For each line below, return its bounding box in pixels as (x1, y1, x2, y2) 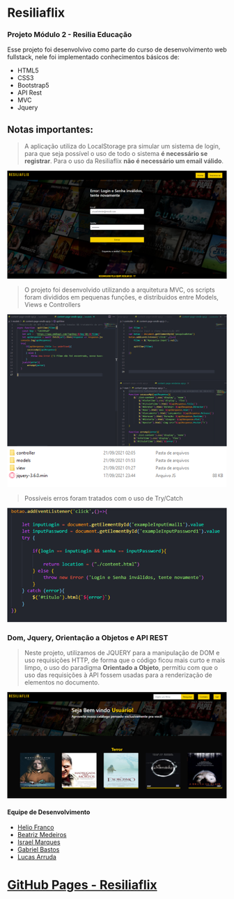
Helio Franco (17, 823, 54, 831)
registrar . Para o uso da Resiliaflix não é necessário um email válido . (24, 157, 224, 165)
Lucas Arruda (17, 853, 57, 861)
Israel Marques (17, 838, 61, 847)
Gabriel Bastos (17, 845, 60, 854)
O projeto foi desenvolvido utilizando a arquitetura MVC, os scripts (24, 286, 215, 294)
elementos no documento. (24, 678, 100, 687)
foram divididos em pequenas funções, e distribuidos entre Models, (24, 292, 219, 301)
